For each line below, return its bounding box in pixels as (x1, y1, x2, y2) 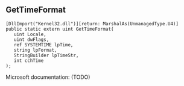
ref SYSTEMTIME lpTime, (13, 41, 74, 48)
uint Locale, (13, 31, 46, 37)
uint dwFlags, (13, 36, 49, 43)
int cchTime (13, 57, 44, 64)
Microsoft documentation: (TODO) (5, 73, 90, 81)
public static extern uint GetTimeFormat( (5, 26, 114, 32)
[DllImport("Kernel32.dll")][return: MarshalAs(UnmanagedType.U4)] (5, 20, 179, 26)
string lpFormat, (13, 47, 58, 53)
